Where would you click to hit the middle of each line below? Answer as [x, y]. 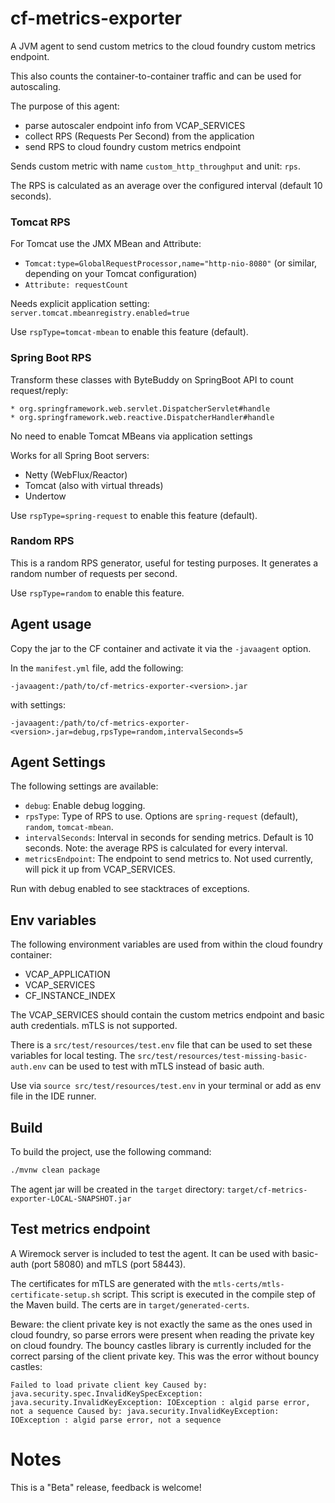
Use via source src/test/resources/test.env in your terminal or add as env [166, 1086]
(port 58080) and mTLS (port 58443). [108, 1264]
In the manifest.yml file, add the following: [97, 668]
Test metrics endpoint [80, 1229]
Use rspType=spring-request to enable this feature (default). [134, 515]
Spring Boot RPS [51, 358]
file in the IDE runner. [53, 1096]
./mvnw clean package [55, 1170]
